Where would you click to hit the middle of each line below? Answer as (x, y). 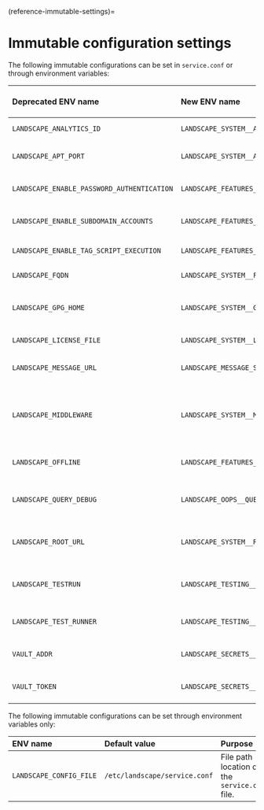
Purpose (237, 743)
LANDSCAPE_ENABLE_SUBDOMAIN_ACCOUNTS (82, 221)
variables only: (32, 724)
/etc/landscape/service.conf (159, 775)
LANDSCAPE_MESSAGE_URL (54, 368)
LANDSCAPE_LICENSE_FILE (57, 340)
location (235, 767)
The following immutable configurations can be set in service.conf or (121, 65)
